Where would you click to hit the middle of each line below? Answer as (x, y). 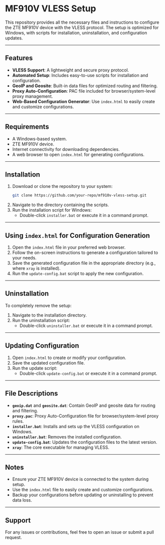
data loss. (22, 500)
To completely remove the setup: (39, 305)
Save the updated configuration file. (48, 363)
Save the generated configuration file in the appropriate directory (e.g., (84, 263)
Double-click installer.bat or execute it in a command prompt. (84, 216)
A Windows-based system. (40, 139)
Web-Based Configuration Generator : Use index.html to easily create (83, 101)
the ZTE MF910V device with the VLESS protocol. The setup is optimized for (82, 27)
